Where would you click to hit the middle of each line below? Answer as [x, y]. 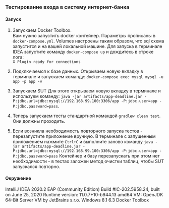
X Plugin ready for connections [46, 62]
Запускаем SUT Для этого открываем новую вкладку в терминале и [87, 91]
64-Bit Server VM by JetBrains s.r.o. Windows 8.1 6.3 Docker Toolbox [77, 200]
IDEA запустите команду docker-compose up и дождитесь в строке [83, 52]
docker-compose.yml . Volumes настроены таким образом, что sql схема [88, 41]
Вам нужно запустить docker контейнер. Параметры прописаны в [84, 36]
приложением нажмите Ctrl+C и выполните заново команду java [83, 142]
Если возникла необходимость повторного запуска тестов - [77, 131]
